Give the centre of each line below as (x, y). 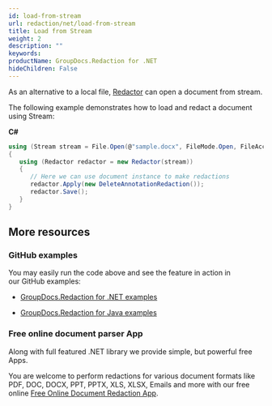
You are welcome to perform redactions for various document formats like (132, 376)
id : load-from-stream (45, 16)
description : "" (36, 46)
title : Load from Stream (50, 31)
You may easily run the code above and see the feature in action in (119, 273)
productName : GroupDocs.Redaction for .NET (83, 62)
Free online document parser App (76, 334)
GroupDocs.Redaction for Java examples (89, 313)
